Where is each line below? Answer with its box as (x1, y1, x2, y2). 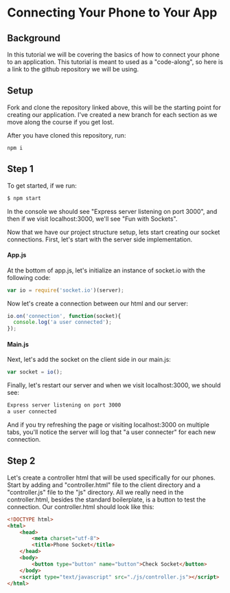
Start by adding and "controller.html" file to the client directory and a (7, 480, 201, 489)
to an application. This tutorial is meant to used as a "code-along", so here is (7, 58, 223, 66)
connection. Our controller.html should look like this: (7, 502, 154, 510)
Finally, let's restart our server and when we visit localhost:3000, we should (7, 381, 221, 389)
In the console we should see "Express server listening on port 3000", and (7, 207, 218, 215)
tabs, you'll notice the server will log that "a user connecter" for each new (7, 428, 216, 436)
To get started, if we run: (7, 181, 77, 190)
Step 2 (7, 455, 36, 467)
